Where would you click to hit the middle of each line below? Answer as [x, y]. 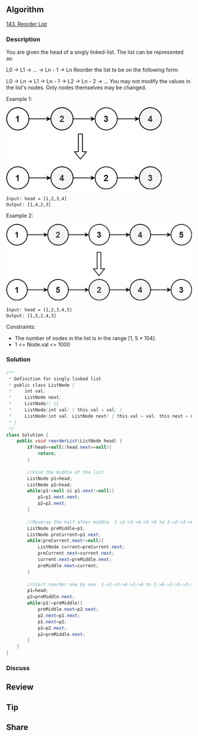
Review [20, 687]
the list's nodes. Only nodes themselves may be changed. [76, 87]
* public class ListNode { [42, 385]
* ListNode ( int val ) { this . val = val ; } [65, 410]
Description [23, 39]
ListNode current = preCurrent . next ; [81, 547]
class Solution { [27, 435]
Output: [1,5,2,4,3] [32, 315]
